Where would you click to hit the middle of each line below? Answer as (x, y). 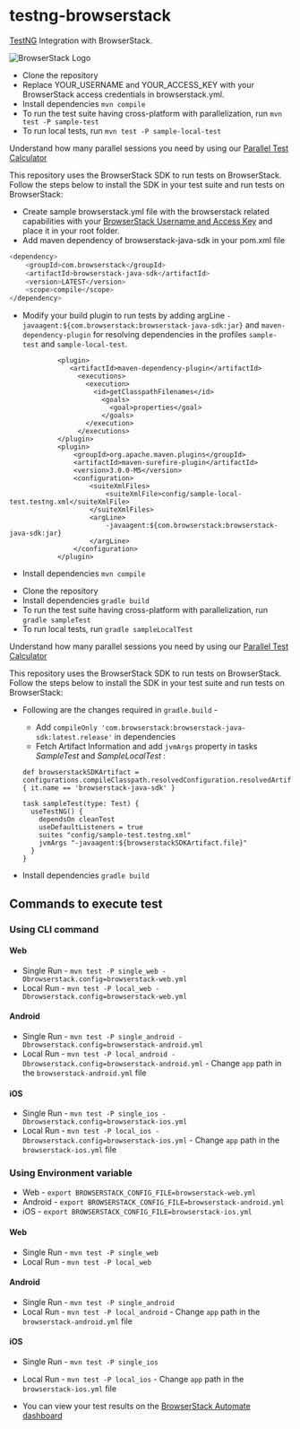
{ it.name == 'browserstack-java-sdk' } (99, 788)
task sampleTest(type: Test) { (81, 804)
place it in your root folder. (71, 231)
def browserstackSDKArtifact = (81, 773)
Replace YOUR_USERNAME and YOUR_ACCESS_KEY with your (138, 84)
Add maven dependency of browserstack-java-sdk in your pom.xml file (154, 240)
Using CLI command (54, 929)
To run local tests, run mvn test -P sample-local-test (122, 130)
